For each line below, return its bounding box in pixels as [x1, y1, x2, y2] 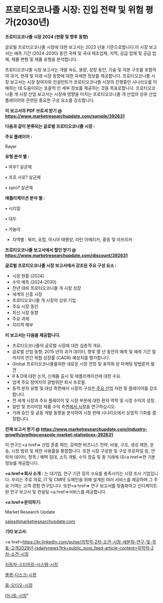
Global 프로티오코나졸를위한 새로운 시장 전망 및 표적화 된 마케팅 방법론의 [12, 361, 150, 366]
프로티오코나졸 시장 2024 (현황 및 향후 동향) [5, 34, 89, 40]
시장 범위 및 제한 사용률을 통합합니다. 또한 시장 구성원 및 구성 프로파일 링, [11, 448, 150, 453]
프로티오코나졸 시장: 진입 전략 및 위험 [5, 4, 144, 16]
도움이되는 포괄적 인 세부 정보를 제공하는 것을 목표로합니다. [23, 85, 135, 91]
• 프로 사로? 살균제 [5, 174, 41, 180]
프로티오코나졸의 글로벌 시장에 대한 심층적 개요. [12, 343, 102, 348]
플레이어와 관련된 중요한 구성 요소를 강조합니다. [5, 97, 95, 103]
